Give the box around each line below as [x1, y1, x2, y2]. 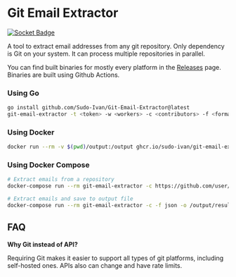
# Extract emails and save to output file [7, 195, 133, 202]
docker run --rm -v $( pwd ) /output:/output [7, 143, 133, 151]
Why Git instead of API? [7, 240, 79, 248]
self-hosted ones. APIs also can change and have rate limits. [7, 261, 183, 269]
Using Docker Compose [7, 160, 90, 170]
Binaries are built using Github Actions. [7, 70, 120, 79]
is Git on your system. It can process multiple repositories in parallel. [7, 49, 206, 58]
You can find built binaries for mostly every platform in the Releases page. [7, 63, 221, 71]
